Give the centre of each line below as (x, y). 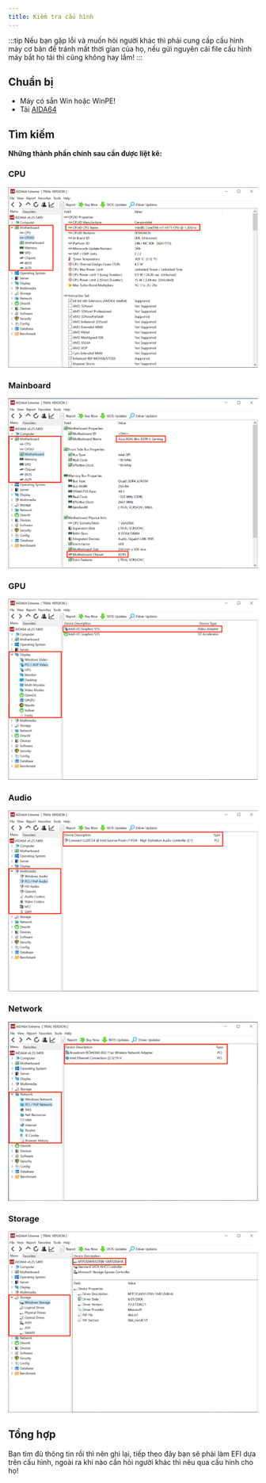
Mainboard (30, 386)
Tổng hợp (32, 1435)
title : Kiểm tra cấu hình (51, 17)
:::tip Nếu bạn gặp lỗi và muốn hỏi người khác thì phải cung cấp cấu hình (126, 40)
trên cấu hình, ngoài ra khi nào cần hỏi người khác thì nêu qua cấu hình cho (131, 1462)
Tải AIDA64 (38, 109)
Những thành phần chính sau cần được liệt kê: (85, 154)
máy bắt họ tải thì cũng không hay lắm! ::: (75, 57)
